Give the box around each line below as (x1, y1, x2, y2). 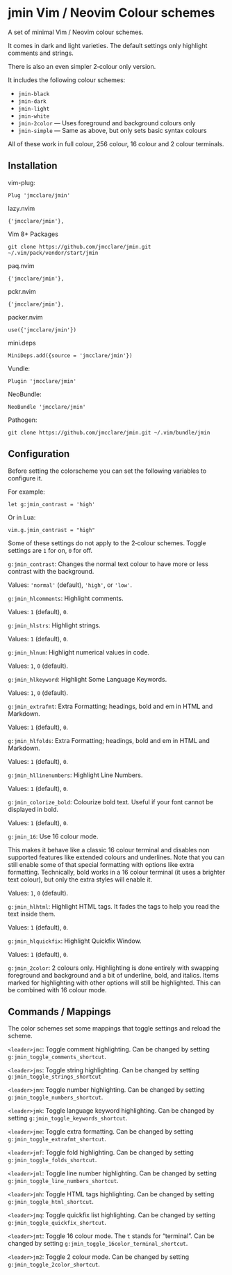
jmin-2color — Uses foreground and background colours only (17, 118, 196, 127)
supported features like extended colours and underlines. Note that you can (8, 853, 225, 861)
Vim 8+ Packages (8, 230, 58, 238)
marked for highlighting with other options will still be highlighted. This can (8, 978, 222, 987)
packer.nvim (8, 313, 44, 321)
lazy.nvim (8, 204, 35, 212)
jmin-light (17, 105, 50, 112)
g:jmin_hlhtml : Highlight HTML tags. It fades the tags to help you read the (8, 902, 220, 910)
